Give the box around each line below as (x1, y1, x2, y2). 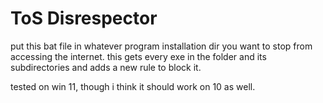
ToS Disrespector (10, 7, 158, 30)
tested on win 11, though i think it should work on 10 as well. (10, 80, 256, 92)
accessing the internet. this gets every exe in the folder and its (10, 50, 267, 62)
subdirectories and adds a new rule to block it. (10, 61, 202, 73)
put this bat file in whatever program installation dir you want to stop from (10, 40, 313, 52)
